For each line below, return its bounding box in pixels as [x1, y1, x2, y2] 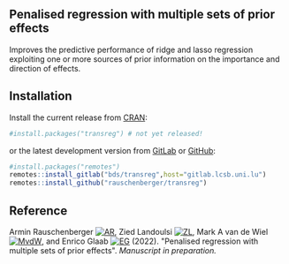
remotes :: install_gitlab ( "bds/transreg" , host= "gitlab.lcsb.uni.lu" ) [9, 170, 267, 179]
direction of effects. [9, 63, 81, 73]
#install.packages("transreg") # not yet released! [9, 129, 203, 138]
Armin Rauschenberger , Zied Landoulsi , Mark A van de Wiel [9, 226, 269, 237]
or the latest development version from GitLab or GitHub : [9, 145, 217, 155]
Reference [9, 203, 68, 218]
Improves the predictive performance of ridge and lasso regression [9, 44, 254, 55]
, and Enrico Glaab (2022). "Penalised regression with [41, 236, 259, 246]
